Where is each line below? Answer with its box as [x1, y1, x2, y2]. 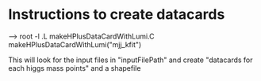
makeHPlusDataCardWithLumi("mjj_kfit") [8, 39, 142, 49]
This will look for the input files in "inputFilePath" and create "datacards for [8, 55, 253, 64]
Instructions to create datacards [8, 6, 225, 24]
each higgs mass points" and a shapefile [8, 63, 141, 72]
